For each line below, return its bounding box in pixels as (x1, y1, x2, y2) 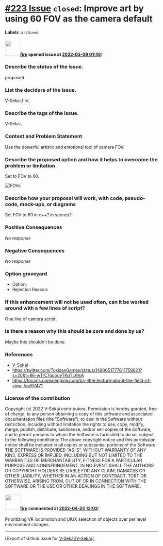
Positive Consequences (5, 224, 62, 231)
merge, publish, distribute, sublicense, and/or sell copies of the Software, (5, 427, 152, 432)
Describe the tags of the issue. (5, 110, 79, 117)
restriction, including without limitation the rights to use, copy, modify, (5, 421, 145, 427)
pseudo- (124, 195, 146, 202)
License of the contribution (5, 395, 70, 402)
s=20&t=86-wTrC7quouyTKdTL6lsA (12, 373, 84, 378)
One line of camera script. (5, 316, 57, 322)
